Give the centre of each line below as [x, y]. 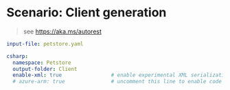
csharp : [18, 56]
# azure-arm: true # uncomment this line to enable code [117, 82]
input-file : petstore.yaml [45, 44]
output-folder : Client [45, 69]
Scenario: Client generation [87, 13]
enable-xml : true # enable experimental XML [100, 75]
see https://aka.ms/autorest [62, 31]
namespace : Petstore [42, 63]
